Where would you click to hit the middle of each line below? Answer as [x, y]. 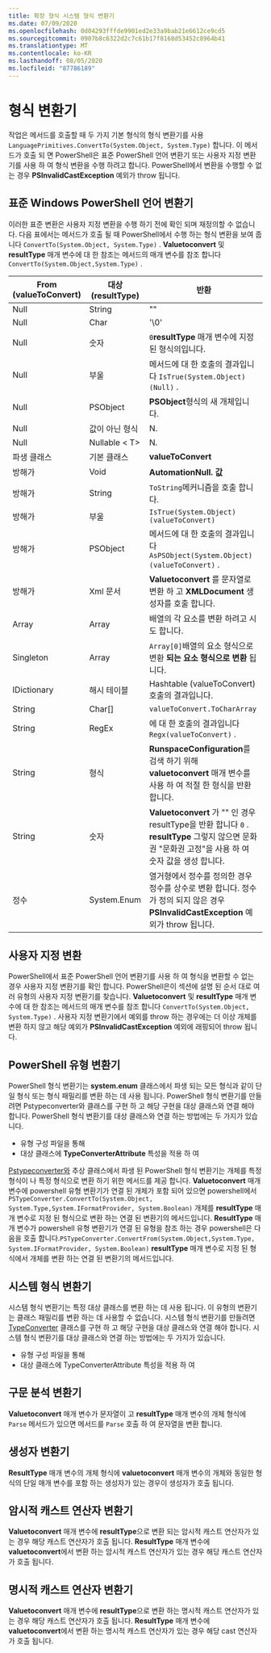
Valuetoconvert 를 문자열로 [200, 579]
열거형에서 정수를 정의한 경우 [200, 875]
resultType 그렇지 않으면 [194, 837]
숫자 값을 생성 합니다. [187, 861]
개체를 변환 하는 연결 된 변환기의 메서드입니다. [102, 1259]
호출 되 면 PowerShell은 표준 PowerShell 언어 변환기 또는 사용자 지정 [132, 155]
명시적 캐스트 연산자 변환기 [71, 1590]
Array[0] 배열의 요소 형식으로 [201, 645]
